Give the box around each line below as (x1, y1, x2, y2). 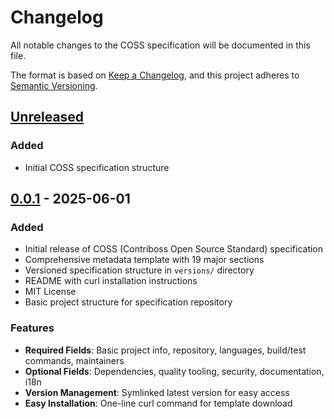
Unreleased (10, 109, 85, 126)
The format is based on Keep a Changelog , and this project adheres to (10, 69, 300, 81)
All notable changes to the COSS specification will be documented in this (10, 39, 311, 51)
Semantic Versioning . (10, 79, 98, 91)
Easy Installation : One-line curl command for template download (24, 397, 293, 409)
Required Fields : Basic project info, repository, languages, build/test (24, 344, 307, 356)
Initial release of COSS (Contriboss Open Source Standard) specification (24, 243, 324, 255)
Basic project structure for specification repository (24, 296, 233, 308)
